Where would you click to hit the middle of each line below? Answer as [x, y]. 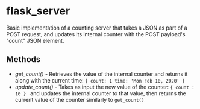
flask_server [38, 11]
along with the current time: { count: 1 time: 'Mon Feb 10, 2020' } [100, 80]
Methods [23, 59]
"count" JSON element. [35, 40]
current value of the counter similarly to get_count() [80, 99]
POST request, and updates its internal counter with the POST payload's [96, 34]
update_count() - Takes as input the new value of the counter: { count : [105, 87]
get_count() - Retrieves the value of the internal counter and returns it [101, 74]
